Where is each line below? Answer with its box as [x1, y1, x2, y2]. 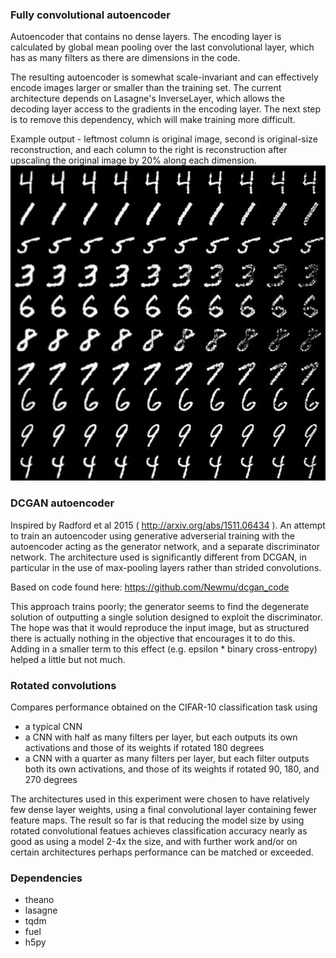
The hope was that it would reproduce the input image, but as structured [10, 621, 310, 633]
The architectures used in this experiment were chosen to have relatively [10, 793, 310, 805]
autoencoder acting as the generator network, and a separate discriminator [10, 540, 321, 552]
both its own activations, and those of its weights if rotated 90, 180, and [24, 763, 320, 775]
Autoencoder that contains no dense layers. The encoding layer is [10, 31, 282, 43]
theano [24, 894, 55, 906]
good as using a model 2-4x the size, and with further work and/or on [10, 835, 298, 847]
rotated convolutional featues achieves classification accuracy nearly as [10, 824, 308, 837]
